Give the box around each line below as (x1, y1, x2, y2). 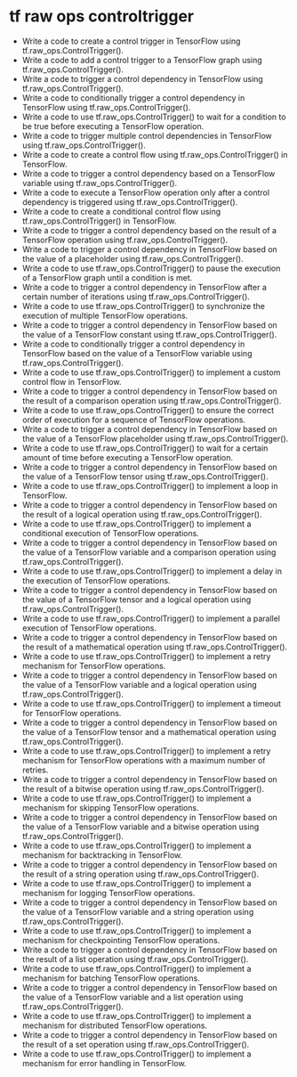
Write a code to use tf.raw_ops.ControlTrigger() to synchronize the (21, 300, 265, 311)
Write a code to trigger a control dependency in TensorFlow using (21, 73, 264, 84)
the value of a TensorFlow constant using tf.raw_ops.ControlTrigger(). (21, 329, 277, 339)
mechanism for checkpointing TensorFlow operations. (21, 934, 221, 945)
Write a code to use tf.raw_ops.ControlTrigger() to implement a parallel (21, 613, 280, 624)
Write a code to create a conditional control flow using (21, 206, 221, 216)
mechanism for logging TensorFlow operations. (21, 887, 196, 898)
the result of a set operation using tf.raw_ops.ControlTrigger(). (21, 1039, 250, 1049)
